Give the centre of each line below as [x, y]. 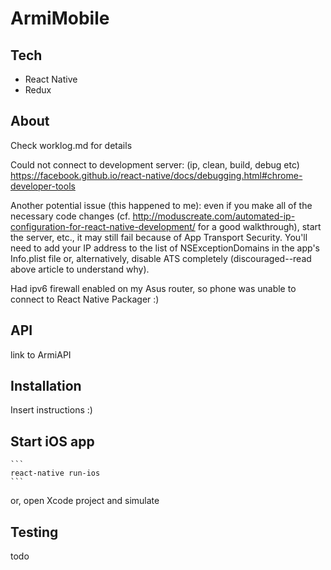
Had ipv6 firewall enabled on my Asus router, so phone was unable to [153, 288]
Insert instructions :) [51, 410]
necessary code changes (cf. [70, 216]
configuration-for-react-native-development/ [103, 226]
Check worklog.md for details [71, 145]
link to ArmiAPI [41, 354]
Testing [34, 532]
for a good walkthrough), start [259, 226]
